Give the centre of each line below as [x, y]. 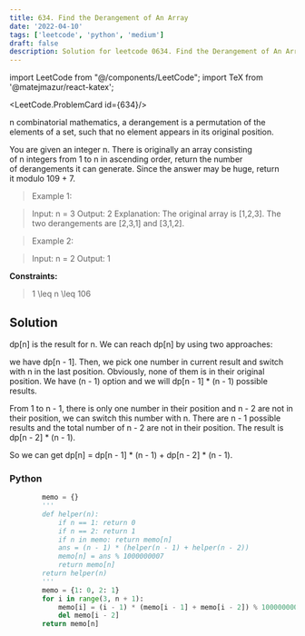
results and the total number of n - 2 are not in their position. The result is [147, 427]
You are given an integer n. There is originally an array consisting [131, 150]
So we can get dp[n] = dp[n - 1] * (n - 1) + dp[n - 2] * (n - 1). [121, 454]
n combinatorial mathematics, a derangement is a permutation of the [138, 123]
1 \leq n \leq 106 [61, 294]
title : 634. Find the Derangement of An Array [99, 18]
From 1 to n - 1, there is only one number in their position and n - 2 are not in [151, 408]
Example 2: [53, 241]
